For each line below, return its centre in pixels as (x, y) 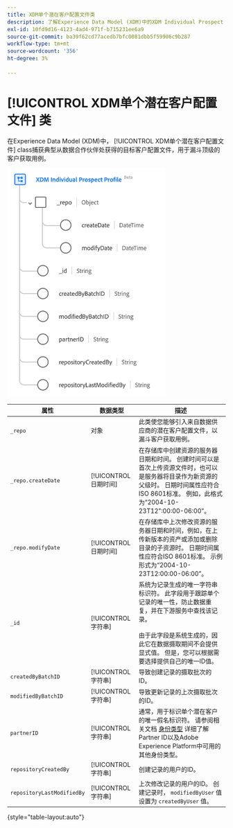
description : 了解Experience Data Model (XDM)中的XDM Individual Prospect (115, 22)
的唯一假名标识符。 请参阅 (176, 720)
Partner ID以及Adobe (169, 737)
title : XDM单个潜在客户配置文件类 (51, 15)
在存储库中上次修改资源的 (175, 521)
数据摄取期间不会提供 (188, 644)
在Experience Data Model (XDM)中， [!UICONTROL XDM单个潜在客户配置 (113, 141)
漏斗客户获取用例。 (166, 439)
